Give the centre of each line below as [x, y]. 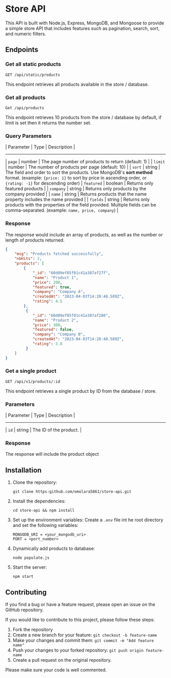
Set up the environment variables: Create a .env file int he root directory [88, 520]
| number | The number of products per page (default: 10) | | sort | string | [83, 167]
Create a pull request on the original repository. [62, 660]
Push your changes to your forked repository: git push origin [78, 650]
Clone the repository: [35, 482]
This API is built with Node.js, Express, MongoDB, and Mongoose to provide [85, 23]
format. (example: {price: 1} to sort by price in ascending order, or [76, 178]
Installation [23, 470]
